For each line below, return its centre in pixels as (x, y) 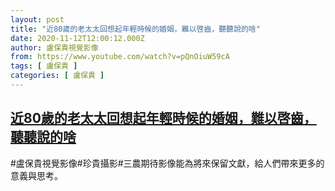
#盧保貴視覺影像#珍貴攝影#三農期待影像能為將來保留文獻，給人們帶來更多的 (167, 163)
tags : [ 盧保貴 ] (44, 66)
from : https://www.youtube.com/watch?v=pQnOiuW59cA (120, 57)
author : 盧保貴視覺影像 (54, 47)
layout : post (37, 19)
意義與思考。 (36, 175)
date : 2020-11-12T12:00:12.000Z (77, 38)
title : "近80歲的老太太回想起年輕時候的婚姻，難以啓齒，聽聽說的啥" (135, 29)
